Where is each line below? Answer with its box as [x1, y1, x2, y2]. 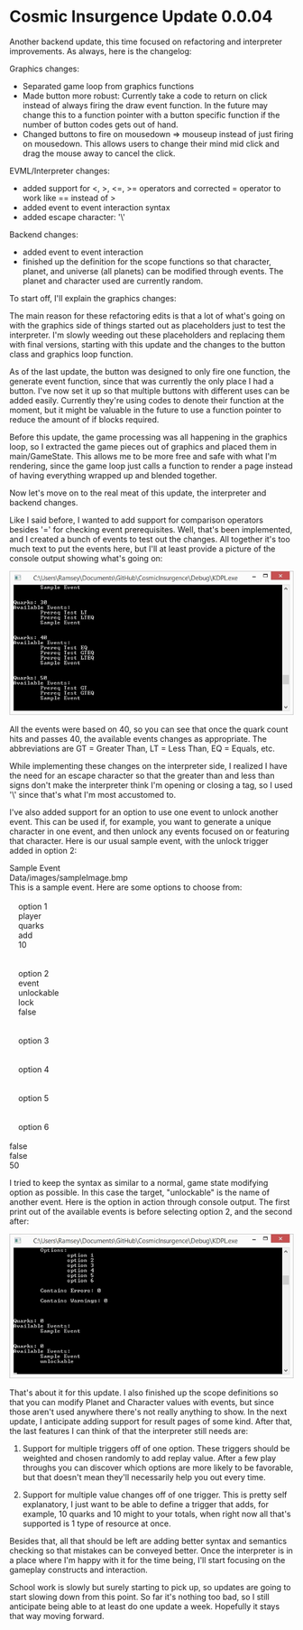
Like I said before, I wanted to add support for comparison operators [9, 514, 264, 525]
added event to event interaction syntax [22, 201, 170, 213]
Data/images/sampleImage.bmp [9, 873, 128, 884]
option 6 [17, 1122, 50, 1133]
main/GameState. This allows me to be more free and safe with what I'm [9, 450, 278, 461]
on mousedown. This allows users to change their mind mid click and [22, 138, 280, 149]
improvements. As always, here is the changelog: [9, 45, 192, 56]
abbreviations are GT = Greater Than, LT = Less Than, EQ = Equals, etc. [9, 743, 275, 755]
